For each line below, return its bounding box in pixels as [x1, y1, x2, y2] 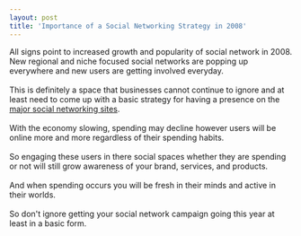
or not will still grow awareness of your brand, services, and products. [9, 161, 268, 171]
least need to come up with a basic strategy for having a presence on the [9, 93, 280, 104]
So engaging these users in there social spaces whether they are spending [9, 151, 287, 162]
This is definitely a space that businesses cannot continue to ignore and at [9, 84, 285, 95]
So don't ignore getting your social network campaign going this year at [9, 208, 276, 219]
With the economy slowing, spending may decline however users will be [9, 122, 277, 133]
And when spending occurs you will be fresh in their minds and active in [9, 179, 277, 190]
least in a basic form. [9, 217, 87, 229]
